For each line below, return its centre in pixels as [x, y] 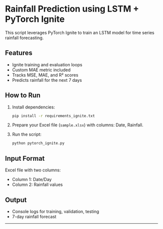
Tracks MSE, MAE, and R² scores [45, 75]
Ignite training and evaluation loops [47, 64]
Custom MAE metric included [41, 70]
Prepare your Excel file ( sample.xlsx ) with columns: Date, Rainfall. [78, 125]
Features [19, 53]
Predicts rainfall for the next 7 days [47, 80]
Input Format [25, 158]
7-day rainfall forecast [34, 216]
